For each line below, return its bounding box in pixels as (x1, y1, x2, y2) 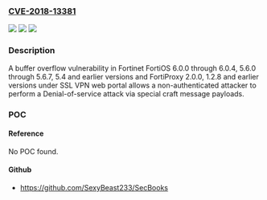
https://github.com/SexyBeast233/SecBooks (19, 182, 169, 192)
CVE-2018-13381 (8, 6, 76, 17)
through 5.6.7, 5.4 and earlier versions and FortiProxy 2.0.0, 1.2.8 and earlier (8, 71, 259, 81)
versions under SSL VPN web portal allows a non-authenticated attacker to (8, 80, 257, 90)
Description (8, 45, 55, 56)
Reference (8, 129, 44, 138)
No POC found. (8, 146, 59, 156)
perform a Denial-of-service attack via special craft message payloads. (8, 88, 245, 98)
